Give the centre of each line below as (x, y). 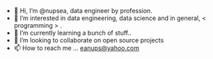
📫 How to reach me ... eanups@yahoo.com (76, 48)
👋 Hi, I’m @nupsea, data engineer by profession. (83, 11)
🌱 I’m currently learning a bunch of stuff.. (72, 33)
